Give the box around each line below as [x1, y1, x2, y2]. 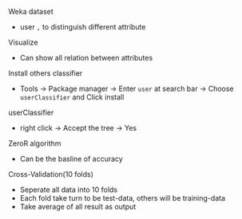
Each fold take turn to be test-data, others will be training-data [19, 194, 226, 202]
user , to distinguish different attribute [19, 22, 146, 31]
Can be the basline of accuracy [19, 154, 124, 163]
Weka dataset [8, 7, 54, 16]
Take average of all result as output [19, 202, 137, 211]
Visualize [8, 37, 38, 47]
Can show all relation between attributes [19, 53, 153, 62]
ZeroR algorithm [8, 139, 61, 148]
